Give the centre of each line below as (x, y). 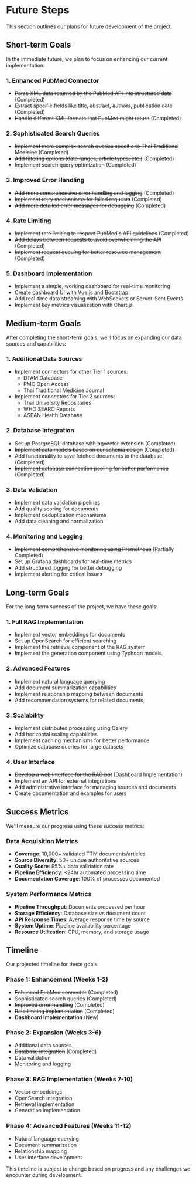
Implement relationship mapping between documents (79, 694)
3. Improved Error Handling (45, 180)
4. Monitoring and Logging (44, 536)
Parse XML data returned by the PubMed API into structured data (93, 93)
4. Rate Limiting (29, 221)
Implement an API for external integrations (66, 781)
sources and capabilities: (36, 344)
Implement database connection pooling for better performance (91, 468)
